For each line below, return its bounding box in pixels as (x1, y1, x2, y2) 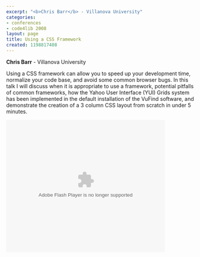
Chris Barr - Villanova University (6, 58, 87, 66)
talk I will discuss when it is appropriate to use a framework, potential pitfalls (6, 82, 194, 89)
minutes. (6, 108, 28, 115)
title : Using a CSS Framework (6, 36, 82, 42)
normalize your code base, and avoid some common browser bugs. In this (6, 76, 189, 83)
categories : (6, 14, 36, 20)
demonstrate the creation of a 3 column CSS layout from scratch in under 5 (6, 101, 191, 109)
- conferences (6, 20, 42, 26)
